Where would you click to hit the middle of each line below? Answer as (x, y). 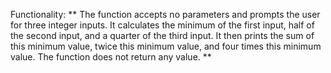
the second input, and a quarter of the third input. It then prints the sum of (162, 35)
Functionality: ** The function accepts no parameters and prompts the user (165, 14)
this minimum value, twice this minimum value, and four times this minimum (166, 46)
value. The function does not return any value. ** (111, 57)
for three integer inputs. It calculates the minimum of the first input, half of (162, 25)
